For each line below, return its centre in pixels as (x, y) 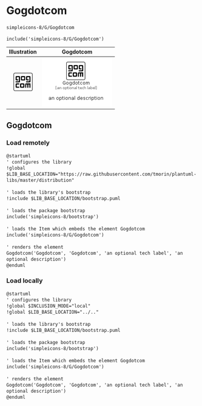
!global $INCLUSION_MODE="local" (49, 306)
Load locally (25, 280)
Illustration (23, 52)
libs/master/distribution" (40, 180)
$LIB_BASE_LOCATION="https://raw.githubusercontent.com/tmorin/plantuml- (102, 174)
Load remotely (28, 142)
